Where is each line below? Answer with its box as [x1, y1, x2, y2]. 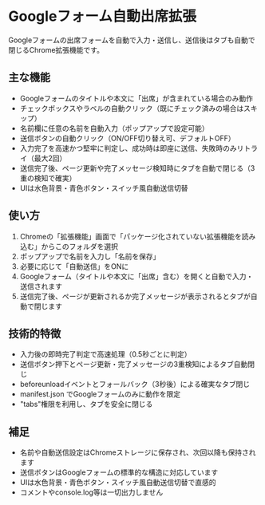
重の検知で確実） [19, 173, 77, 183]
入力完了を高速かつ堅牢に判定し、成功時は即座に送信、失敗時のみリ [19, 143, 244, 152]
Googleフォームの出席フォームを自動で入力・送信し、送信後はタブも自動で [8, 35, 255, 45]
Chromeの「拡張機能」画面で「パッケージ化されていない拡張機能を [19, 231, 242, 241]
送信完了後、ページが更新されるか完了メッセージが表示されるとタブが [19, 291, 251, 301]
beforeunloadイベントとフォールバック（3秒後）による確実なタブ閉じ [19, 380, 251, 389]
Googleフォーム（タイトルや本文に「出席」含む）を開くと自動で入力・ [19, 271, 254, 281]
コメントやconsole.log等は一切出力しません [19, 487, 164, 497]
